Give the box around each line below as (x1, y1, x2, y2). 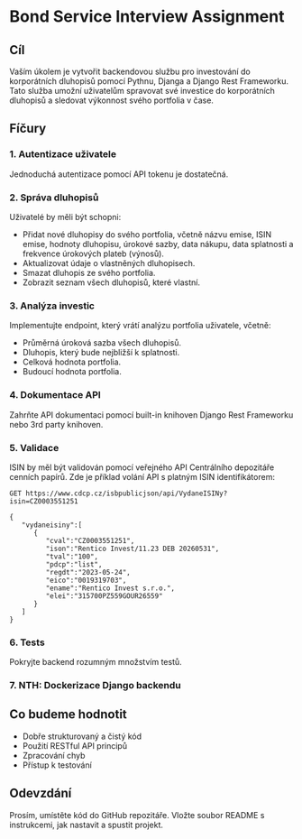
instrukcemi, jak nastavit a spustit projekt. (9, 819, 164, 830)
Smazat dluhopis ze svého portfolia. (22, 267, 156, 278)
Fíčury (9, 121, 47, 136)
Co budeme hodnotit (9, 706, 128, 723)
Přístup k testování (22, 760, 92, 770)
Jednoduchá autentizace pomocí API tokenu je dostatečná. (9, 169, 229, 180)
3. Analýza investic (9, 300, 95, 312)
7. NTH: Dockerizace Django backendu (9, 679, 182, 692)
